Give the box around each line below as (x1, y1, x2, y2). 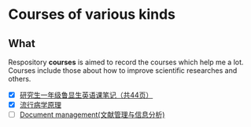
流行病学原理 (19, 100, 61, 110)
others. (8, 74, 31, 83)
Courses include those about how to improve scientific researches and (8, 66, 238, 75)
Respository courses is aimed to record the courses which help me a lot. (8, 57, 244, 67)
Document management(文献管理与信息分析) (19, 110, 165, 119)
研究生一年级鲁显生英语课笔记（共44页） (19, 90, 153, 100)
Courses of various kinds (8, 5, 175, 24)
